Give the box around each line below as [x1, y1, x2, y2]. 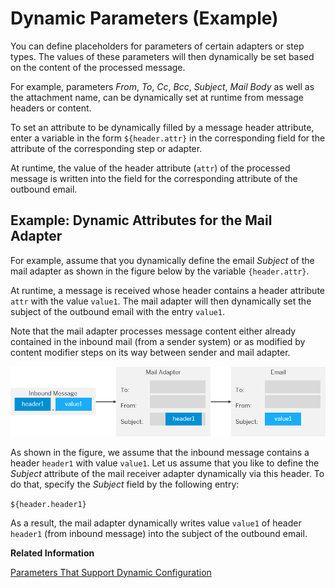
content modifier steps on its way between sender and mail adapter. [10, 346, 291, 358]
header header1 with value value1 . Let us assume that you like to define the [10, 457, 320, 469]
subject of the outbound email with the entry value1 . [10, 305, 225, 317]
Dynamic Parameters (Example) [10, 7, 279, 30]
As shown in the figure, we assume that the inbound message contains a [10, 446, 310, 458]
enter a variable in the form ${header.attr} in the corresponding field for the [10, 132, 326, 144]
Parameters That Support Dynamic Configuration [10, 566, 212, 578]
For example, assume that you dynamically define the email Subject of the [10, 254, 315, 266]
